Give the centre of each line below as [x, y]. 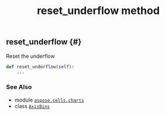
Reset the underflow [30, 56]
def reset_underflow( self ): [40, 67]
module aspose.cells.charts [49, 100]
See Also [19, 87]
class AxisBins [32, 106]
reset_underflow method [98, 11]
